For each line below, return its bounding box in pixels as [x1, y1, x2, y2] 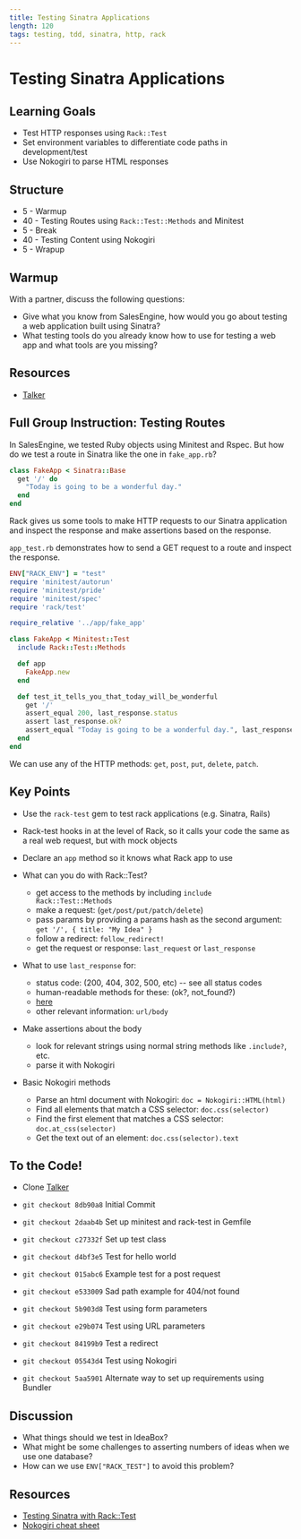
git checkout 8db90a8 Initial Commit [21, 1199, 156, 1210]
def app [17, 659, 47, 668]
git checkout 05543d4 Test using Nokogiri [21, 1355, 177, 1366]
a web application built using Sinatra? [21, 321, 161, 331]
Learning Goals [9, 104, 97, 119]
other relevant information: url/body [35, 1005, 168, 1017]
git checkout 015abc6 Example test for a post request [21, 1268, 221, 1279]
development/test [21, 147, 88, 158]
